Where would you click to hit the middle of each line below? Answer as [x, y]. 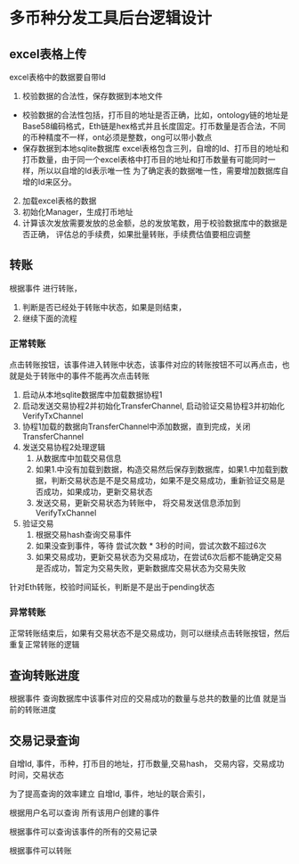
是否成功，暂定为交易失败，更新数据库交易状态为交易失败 [141, 568]
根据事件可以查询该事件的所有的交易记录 [83, 832]
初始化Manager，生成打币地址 [77, 212]
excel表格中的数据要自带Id [58, 77]
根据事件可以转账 [40, 851]
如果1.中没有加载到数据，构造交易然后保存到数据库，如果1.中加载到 [158, 470]
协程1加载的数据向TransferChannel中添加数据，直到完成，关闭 [136, 427]
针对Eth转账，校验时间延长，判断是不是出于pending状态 [112, 587]
